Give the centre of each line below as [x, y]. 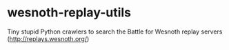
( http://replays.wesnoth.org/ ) [48, 38]
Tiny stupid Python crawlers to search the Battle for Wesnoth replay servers [115, 32]
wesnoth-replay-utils [69, 13]
